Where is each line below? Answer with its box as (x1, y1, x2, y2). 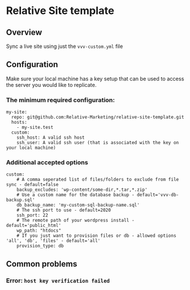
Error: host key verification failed (6, 276, 110, 284)
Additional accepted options (6, 159, 89, 167)
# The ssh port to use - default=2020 (16, 207, 111, 214)
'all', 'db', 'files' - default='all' (6, 238, 101, 244)
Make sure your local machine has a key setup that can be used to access (6, 75, 184, 82)
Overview (6, 27, 43, 37)
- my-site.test (16, 124, 54, 131)
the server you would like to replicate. (6, 81, 97, 88)
